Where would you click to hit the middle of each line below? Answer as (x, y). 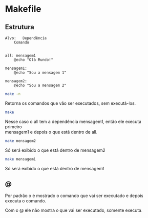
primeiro (13, 127)
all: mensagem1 (21, 56)
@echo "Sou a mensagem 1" (40, 73)
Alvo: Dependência (26, 38)
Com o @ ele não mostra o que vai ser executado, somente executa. (74, 210)
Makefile (23, 9)
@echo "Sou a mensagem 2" (40, 86)
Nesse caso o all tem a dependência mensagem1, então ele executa (73, 122)
